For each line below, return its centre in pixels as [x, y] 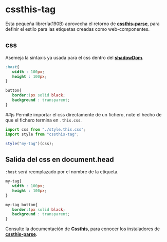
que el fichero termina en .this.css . [44, 120]
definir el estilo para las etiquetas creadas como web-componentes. [78, 29]
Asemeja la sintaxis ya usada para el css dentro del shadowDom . [75, 57]
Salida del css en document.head [60, 159]
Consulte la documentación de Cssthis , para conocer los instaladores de [83, 229]
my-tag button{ [22, 205]
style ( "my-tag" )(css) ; [30, 144]
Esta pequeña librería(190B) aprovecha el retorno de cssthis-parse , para [83, 24]
